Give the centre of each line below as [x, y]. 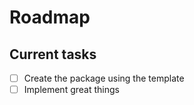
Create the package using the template [104, 78]
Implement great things [71, 90]
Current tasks [53, 54]
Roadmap [50, 17]
